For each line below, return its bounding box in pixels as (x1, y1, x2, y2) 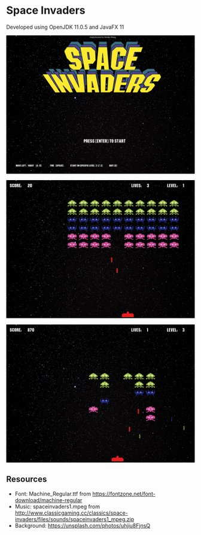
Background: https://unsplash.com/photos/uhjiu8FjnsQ (14, 522, 151, 529)
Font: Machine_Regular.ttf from (14, 490, 92, 497)
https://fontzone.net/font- (92, 490, 156, 497)
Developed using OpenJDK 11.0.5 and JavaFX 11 (6, 23, 124, 31)
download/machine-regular (14, 496, 83, 503)
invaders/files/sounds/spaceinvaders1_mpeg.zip (14, 515, 135, 522)
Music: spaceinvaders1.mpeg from (14, 503, 100, 510)
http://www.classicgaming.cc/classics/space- (14, 509, 129, 516)
